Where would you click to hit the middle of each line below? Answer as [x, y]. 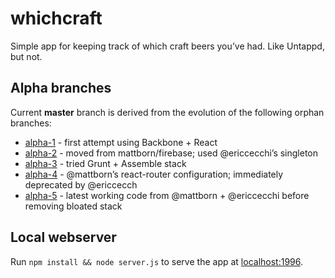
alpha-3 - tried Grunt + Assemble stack [105, 163]
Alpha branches [61, 88]
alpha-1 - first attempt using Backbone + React [121, 142]
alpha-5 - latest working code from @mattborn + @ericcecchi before [167, 195]
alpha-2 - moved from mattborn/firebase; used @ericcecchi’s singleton [171, 153]
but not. [26, 56]
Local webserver [63, 237]
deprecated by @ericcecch [81, 184]
